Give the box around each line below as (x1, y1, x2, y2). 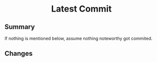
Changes (4, 49, 33, 58)
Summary (4, 23, 35, 31)
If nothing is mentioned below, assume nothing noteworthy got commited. (4, 35, 153, 41)
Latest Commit (51, 3, 112, 15)
